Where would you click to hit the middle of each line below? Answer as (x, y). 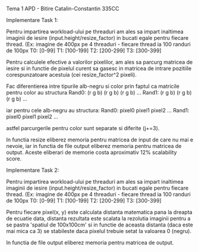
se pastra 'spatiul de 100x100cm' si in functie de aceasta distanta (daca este (99, 225)
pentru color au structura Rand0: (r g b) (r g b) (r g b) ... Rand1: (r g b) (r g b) (99, 92)
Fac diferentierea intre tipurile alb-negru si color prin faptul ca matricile (93, 86)
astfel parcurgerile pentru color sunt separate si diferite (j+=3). (83, 128)
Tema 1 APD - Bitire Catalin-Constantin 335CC (63, 9)
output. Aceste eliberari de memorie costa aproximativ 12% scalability (91, 152)
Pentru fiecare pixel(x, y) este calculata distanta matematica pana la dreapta (99, 212)
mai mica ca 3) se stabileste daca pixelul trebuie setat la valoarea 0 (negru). (99, 231)
